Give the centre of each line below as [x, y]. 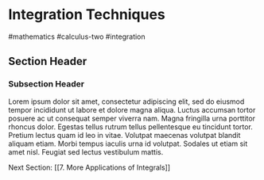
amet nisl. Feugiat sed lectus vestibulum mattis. [86, 151]
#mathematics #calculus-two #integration [77, 36]
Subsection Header [47, 84]
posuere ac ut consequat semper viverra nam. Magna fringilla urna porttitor [132, 118]
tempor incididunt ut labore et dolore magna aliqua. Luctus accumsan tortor [132, 109]
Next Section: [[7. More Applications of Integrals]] [89, 167]
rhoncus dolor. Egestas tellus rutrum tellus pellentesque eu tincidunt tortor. [130, 126]
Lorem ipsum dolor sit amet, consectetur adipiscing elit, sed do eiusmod [126, 101]
